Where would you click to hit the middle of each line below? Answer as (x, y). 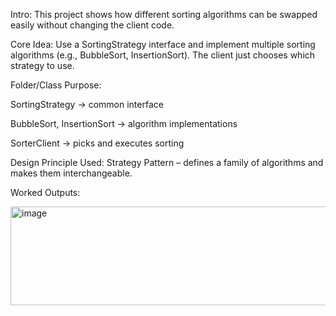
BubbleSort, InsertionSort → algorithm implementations (124, 123)
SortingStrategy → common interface (87, 104)
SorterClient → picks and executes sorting (97, 143)
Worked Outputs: (45, 192)
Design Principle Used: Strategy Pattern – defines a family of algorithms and (167, 162)
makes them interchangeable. (71, 173)
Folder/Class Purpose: (56, 85)
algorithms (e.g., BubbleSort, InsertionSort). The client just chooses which (163, 55)
